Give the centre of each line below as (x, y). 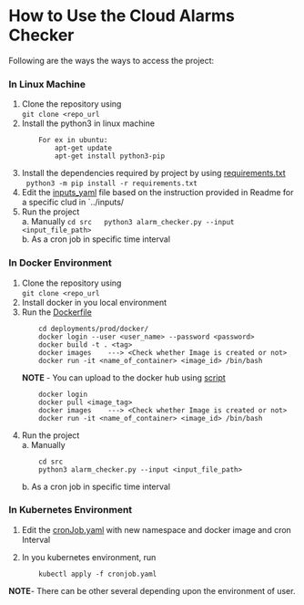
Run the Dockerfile (56, 312)
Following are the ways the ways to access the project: (111, 60)
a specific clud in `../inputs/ (73, 203)
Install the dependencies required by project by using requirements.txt (153, 173)
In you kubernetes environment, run (89, 557)
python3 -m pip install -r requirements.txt (111, 183)
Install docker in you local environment (94, 302)
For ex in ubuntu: (73, 141)
